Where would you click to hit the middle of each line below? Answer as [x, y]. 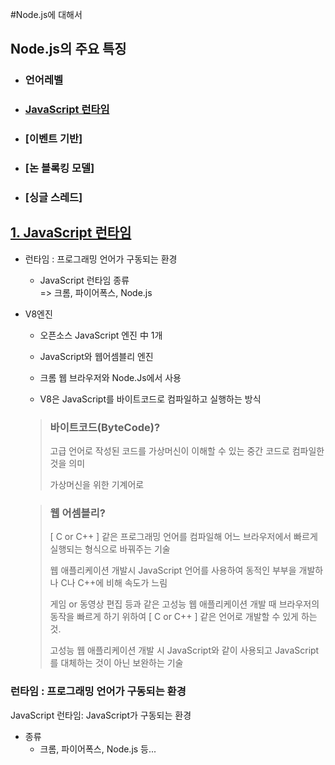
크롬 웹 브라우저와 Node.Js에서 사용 [110, 377]
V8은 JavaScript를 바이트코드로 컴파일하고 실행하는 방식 [150, 399]
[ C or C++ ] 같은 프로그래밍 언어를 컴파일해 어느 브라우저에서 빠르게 [183, 537]
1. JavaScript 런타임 [71, 233]
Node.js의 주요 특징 [68, 49]
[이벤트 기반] [53, 139]
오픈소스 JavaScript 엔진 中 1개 [101, 335]
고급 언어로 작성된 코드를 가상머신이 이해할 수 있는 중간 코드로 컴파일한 [187, 451]
